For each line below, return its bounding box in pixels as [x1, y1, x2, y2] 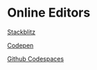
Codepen [7, 41, 34, 49]
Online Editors [7, 5, 91, 21]
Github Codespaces [7, 54, 64, 63]
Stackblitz [7, 28, 36, 36]
